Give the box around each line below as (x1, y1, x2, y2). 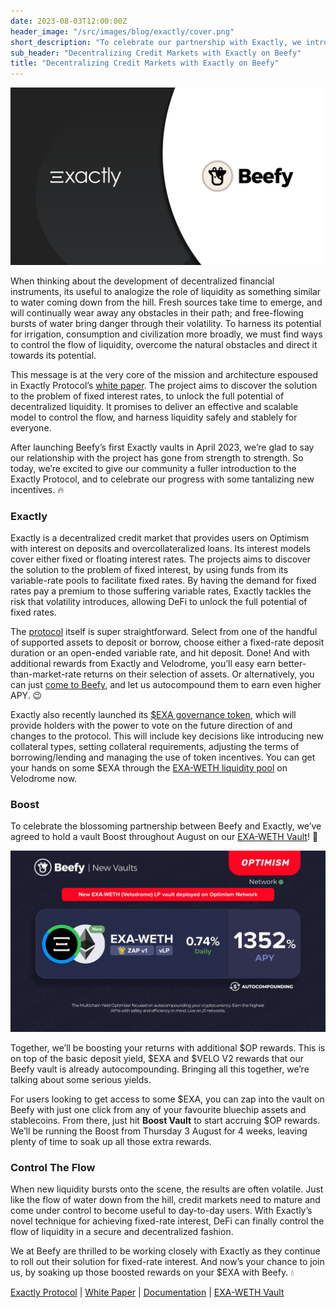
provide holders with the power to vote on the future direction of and (10, 719, 293, 731)
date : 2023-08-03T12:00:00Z (10, 16, 128, 26)
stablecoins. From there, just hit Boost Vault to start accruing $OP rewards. (10, 1115, 321, 1127)
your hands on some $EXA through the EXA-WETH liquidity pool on (10, 761, 288, 774)
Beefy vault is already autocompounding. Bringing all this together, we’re (10, 1063, 310, 1075)
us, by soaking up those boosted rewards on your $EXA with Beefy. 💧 (10, 1266, 295, 1279)
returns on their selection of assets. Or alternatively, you (83, 668, 315, 680)
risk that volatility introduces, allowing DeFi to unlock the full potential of (10, 595, 308, 607)
